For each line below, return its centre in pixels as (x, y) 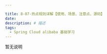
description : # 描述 (25, 23)
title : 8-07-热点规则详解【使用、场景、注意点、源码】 (55, 14)
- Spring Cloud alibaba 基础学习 (42, 32)
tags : (11, 27)
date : (11, 18)
